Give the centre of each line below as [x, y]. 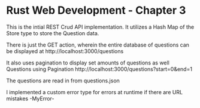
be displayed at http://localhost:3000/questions [65, 51]
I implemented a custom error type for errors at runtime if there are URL [95, 92]
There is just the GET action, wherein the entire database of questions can [98, 45]
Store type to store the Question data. [53, 33]
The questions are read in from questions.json [63, 81]
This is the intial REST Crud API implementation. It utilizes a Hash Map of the [100, 27]
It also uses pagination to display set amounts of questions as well [88, 63]
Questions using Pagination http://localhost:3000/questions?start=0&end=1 [99, 69]
